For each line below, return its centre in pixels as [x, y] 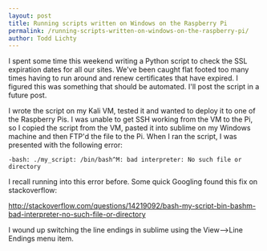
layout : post [30, 16]
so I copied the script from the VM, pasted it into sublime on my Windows [129, 128]
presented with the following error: [65, 145]
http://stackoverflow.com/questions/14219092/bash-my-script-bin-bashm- [132, 206]
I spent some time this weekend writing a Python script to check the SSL [128, 61]
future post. [28, 95]
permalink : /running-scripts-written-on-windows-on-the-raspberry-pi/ [129, 31]
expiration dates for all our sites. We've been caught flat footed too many [129, 70]
